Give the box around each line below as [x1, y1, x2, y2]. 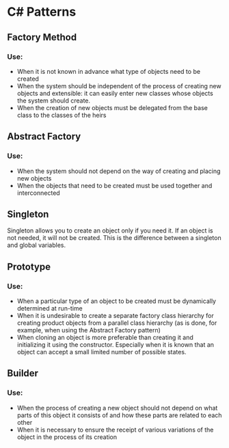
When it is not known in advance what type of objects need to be [16, 67, 200, 75]
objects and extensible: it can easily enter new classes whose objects [16, 89, 213, 97]
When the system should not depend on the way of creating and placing [16, 167, 221, 175]
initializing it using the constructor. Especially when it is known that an [16, 341, 214, 349]
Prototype [7, 261, 51, 272]
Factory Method [7, 31, 77, 43]
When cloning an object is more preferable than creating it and [16, 333, 193, 342]
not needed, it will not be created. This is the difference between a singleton [7, 234, 221, 242]
